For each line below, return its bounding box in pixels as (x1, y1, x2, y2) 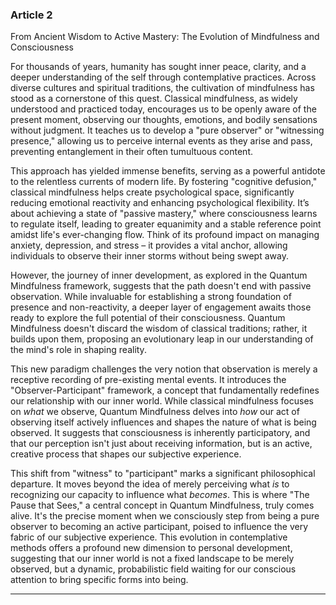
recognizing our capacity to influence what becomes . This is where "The (10, 489, 310, 501)
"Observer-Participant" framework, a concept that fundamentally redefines (10, 384, 320, 397)
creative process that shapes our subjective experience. (10, 448, 242, 460)
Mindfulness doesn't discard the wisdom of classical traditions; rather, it (10, 323, 308, 335)
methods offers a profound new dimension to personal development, (10, 542, 293, 554)
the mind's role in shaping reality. (10, 344, 147, 356)
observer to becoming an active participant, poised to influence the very (10, 521, 309, 533)
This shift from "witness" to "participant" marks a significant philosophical (10, 468, 316, 480)
